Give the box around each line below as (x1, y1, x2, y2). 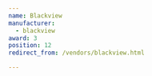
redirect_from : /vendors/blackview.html (8, 49, 146, 57)
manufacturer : (8, 19, 56, 27)
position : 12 (8, 42, 52, 50)
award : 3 (8, 34, 38, 42)
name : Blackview (8, 11, 62, 20)
